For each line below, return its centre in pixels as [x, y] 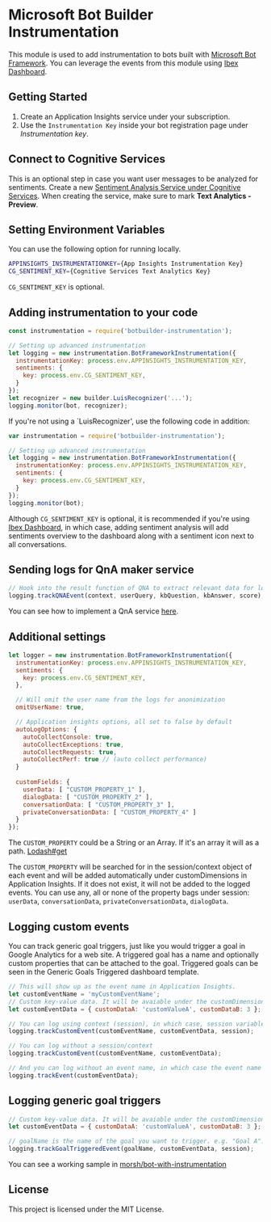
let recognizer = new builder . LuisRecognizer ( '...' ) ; [101, 398]
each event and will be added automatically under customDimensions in [128, 875]
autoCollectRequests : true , [70, 752]
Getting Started [48, 97]
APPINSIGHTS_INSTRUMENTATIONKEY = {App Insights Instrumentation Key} [126, 264]
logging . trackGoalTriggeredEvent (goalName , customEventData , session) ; [131, 1149]
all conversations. [38, 544]
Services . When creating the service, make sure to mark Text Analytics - [130, 196]
